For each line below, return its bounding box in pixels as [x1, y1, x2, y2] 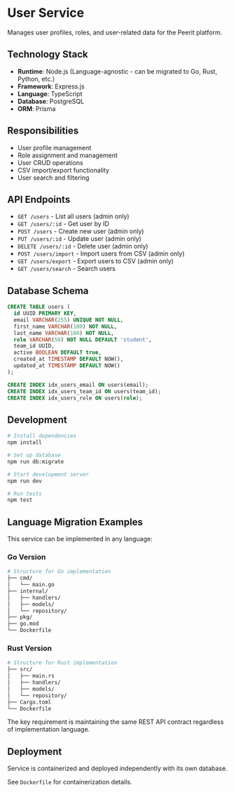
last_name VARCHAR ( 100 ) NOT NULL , [13, 329, 114, 336]
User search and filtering [17, 173, 90, 182]
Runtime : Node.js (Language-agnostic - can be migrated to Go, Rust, [17, 67, 217, 75]
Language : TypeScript [17, 89, 83, 98]
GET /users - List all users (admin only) [17, 212, 130, 220]
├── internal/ [7, 588, 49, 595]
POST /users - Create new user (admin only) [17, 227, 144, 236]
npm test [7, 496, 33, 503]
